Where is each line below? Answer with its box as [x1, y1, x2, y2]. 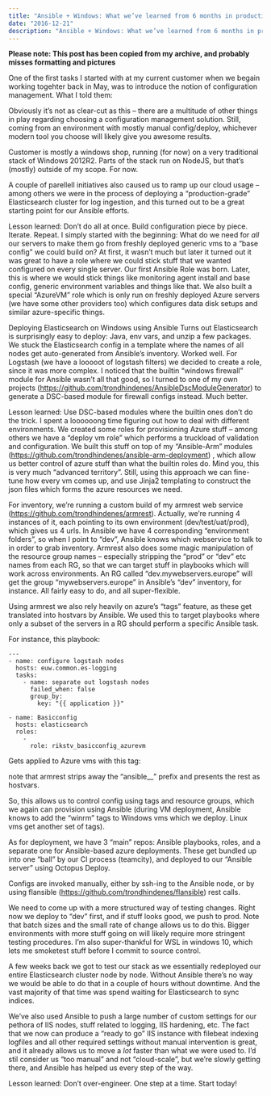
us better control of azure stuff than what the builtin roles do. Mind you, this [8, 459, 260, 468]
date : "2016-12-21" [8, 19, 74, 27]
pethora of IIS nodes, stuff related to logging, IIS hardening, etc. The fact [8, 1020, 250, 1030]
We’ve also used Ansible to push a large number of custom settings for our [8, 1011, 257, 1022]
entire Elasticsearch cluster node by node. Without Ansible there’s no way [8, 970, 253, 980]
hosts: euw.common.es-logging [15, 664, 117, 673]
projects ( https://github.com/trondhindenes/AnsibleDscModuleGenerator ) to [8, 383, 262, 393]
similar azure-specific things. [8, 308, 105, 317]
